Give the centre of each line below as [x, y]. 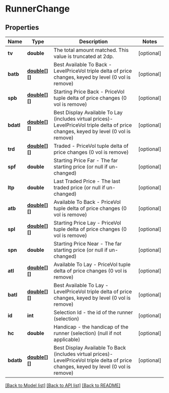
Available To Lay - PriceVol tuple [92, 264]
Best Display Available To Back [90, 348]
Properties [22, 27]
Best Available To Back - [83, 65]
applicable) [67, 340]
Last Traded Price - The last [87, 181]
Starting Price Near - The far [88, 244]
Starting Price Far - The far [86, 160]
